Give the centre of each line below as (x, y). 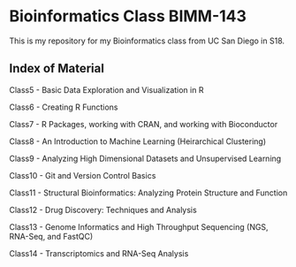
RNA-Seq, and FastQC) (51, 236)
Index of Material (57, 69)
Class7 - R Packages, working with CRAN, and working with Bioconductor (144, 124)
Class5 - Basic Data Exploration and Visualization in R (106, 89)
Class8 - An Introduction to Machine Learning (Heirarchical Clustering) (138, 141)
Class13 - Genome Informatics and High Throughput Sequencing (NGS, (139, 226)
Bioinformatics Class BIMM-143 (128, 16)
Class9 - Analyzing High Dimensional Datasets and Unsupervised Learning (145, 158)
